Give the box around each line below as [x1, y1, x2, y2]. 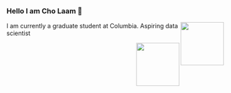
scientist [6, 29, 31, 37]
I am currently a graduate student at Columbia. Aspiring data [6, 22, 179, 30]
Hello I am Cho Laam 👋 [6, 6, 83, 16]
